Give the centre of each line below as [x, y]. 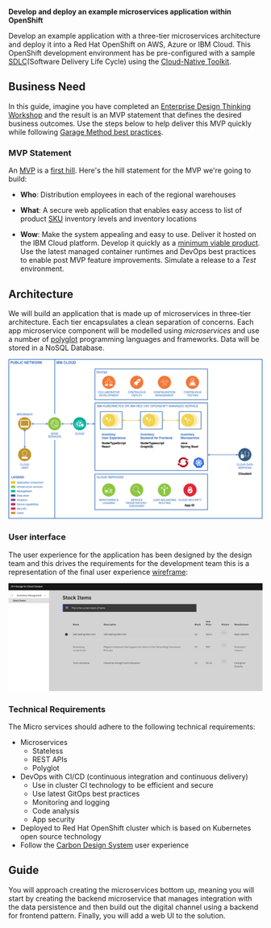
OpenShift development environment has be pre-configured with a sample [132, 53]
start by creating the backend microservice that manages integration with [130, 898]
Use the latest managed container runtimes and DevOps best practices [138, 252]
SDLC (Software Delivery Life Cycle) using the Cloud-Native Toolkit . [120, 61]
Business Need [47, 87]
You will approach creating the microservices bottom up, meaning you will [131, 889]
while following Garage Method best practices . [86, 131]
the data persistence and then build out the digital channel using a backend [133, 907]
